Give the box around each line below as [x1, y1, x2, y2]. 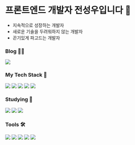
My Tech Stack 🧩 [5, 71, 47, 79]
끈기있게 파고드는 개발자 [12, 35, 60, 41]
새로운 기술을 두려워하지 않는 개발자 [12, 28, 83, 34]
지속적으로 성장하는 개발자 [12, 22, 64, 28]
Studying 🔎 [5, 96, 33, 103]
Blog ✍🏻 [5, 47, 25, 54]
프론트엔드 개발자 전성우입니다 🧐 [5, 5, 131, 16]
